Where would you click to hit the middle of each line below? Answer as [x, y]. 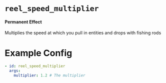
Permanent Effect [23, 22]
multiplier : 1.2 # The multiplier [49, 76]
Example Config [38, 53]
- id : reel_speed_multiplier [35, 66]
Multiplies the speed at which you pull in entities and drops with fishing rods [83, 33]
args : [15, 71]
